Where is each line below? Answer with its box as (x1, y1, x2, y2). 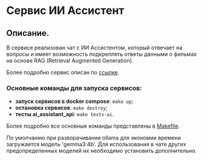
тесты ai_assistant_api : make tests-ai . (15, 111, 114, 118)
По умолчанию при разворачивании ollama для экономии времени (6, 134, 181, 142)
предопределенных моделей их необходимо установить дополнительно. (6, 147, 197, 155)
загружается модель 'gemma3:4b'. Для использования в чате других (6, 141, 187, 148)
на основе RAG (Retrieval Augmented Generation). (6, 57, 134, 64)
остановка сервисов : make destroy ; (15, 104, 108, 111)
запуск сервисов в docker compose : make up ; (15, 98, 134, 105)
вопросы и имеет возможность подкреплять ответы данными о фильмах (6, 50, 198, 58)
